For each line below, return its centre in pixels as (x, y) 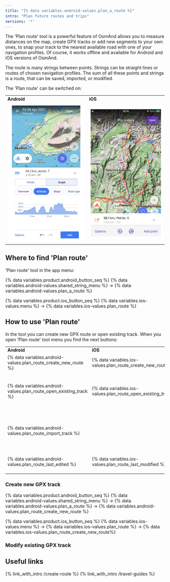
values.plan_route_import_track (40, 433)
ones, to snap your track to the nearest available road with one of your (78, 47)
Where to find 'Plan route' (47, 258)
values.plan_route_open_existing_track (47, 391)
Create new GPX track (33, 484)
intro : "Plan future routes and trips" (47, 16)
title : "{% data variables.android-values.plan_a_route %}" (70, 11)
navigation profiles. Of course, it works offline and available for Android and (84, 53)
